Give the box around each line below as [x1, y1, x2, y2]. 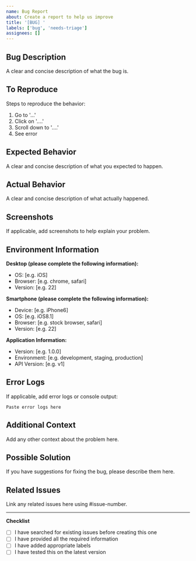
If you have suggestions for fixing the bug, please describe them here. [6, 468, 175, 475]
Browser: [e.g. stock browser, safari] [14, 319, 103, 326]
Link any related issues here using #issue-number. [6, 501, 127, 508]
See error [14, 130, 38, 137]
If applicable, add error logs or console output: [6, 393, 118, 400]
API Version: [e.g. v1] [14, 361, 65, 367]
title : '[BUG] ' [6, 19, 45, 25]
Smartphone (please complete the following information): [6, 295, 149, 302]
